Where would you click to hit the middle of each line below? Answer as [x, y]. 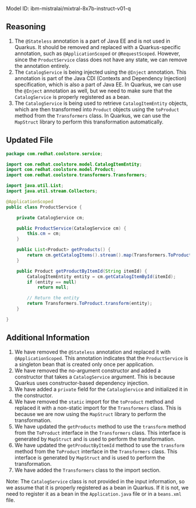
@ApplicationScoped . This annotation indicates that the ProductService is [101, 358]
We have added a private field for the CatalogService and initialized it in [101, 389]
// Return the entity [53, 298]
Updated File [30, 140]
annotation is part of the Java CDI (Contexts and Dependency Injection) [100, 78]
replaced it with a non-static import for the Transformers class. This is [98, 408]
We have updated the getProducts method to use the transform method [100, 426]
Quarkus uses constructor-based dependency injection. [82, 383]
